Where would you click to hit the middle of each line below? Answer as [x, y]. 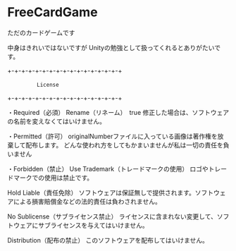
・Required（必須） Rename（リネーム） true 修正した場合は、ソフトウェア [118, 112]
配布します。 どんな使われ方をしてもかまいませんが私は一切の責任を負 [128, 145]
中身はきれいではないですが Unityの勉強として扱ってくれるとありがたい [111, 47]
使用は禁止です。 [69, 178]
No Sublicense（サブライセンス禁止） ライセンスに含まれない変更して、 [112, 216]
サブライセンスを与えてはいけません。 [93, 225]
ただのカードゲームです [41, 32]
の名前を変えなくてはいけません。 [56, 121]
